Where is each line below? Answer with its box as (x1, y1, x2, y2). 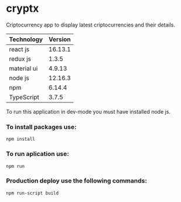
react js (9, 45, 30, 53)
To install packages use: (6, 122, 77, 131)
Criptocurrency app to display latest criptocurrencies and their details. (6, 21, 176, 28)
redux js (9, 55, 31, 63)
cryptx (6, 2, 39, 15)
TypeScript (9, 93, 39, 101)
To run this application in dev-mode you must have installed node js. (6, 108, 171, 115)
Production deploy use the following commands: (6, 177, 148, 185)
